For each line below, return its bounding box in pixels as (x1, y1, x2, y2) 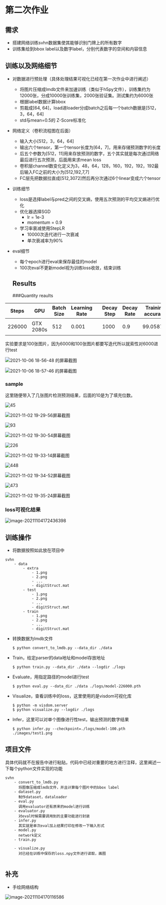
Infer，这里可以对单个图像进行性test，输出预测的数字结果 (12, 717, 129, 723)
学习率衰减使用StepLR (19, 225, 65, 231)
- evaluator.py (14, 808, 45, 813)
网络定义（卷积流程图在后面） (12, 127, 73, 133)
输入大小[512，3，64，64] (19, 138, 74, 144)
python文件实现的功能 (18, 765, 63, 771)
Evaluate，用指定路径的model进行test (12, 674, 89, 680)
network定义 (18, 833, 41, 838)
